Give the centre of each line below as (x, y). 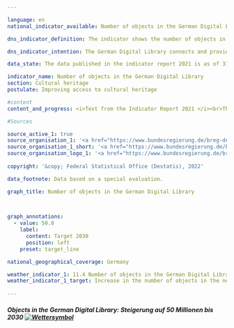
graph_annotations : (36, 217)
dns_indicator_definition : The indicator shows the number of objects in (117, 39)
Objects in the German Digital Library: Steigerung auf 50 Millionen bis (110, 310)
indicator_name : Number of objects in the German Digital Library (106, 77)
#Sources (20, 121)
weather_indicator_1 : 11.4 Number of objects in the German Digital (109, 274)
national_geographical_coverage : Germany (68, 262)
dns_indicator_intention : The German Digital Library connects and (107, 52)
